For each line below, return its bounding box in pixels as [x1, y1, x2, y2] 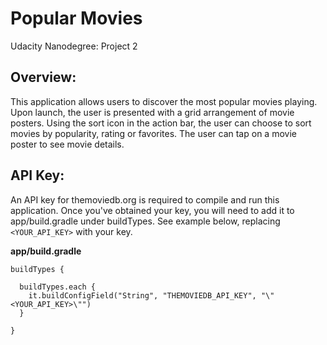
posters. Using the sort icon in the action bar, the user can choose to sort [10, 117, 312, 129]
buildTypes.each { [19, 282, 97, 292]
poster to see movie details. [10, 138, 125, 150]
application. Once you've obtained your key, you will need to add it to [10, 204, 295, 216]
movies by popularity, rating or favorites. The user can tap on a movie [10, 127, 297, 139]
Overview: [10, 69, 77, 86]
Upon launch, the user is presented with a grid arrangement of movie [10, 106, 295, 118]
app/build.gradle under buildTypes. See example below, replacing [10, 215, 281, 227]
